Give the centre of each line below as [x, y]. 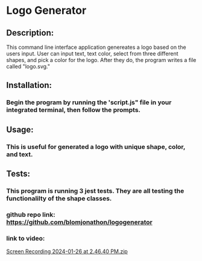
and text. [20, 154]
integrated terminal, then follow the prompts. [73, 110]
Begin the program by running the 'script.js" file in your [89, 102]
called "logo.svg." [28, 66]
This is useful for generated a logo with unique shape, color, [96, 146]
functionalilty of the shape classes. [59, 198]
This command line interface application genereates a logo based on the [96, 47]
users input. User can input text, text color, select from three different [93, 54]
